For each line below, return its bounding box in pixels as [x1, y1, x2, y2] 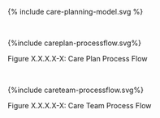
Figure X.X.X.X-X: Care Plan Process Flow [7, 54, 148, 63]
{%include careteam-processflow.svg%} [7, 85, 144, 95]
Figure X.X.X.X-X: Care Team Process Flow [7, 101, 152, 110]
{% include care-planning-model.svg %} [7, 7, 144, 16]
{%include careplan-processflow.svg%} [7, 38, 141, 48]
